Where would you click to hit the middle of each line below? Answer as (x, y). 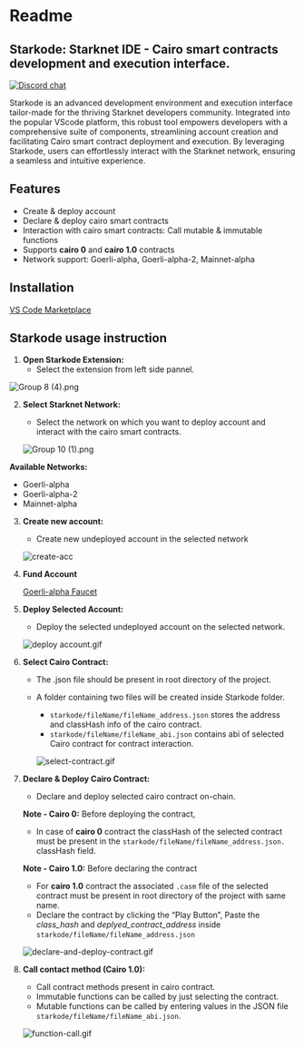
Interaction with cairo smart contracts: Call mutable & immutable (142, 230)
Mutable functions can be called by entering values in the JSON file (162, 1006)
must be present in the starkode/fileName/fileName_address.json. (161, 841)
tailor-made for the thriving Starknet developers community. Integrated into (150, 113)
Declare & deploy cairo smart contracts (96, 220)
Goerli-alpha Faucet (60, 592)
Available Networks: (49, 467)
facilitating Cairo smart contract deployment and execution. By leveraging (147, 141)
